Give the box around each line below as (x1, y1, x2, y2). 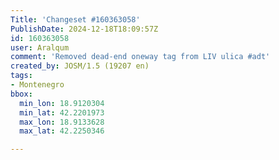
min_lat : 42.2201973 (19, 107, 105, 118)
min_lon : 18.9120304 (19, 98, 105, 108)
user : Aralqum (10, 42, 70, 53)
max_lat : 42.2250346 (19, 126, 105, 136)
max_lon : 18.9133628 (19, 117, 105, 127)
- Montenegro (10, 80, 65, 90)
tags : (10, 71, 33, 81)
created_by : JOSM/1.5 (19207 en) (10, 61, 150, 71)
